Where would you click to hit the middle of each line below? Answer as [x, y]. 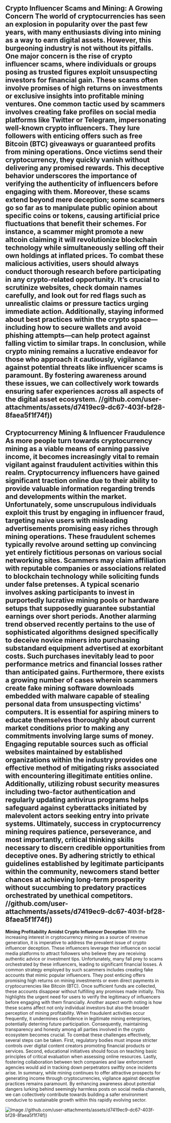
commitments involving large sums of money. [80, 736]
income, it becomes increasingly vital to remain [82, 457]
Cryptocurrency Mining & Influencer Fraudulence [85, 433]
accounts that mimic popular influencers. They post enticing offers [75, 975]
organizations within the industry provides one [81, 760]
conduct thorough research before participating [83, 272]
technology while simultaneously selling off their [85, 248]
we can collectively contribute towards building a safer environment [77, 1094]
